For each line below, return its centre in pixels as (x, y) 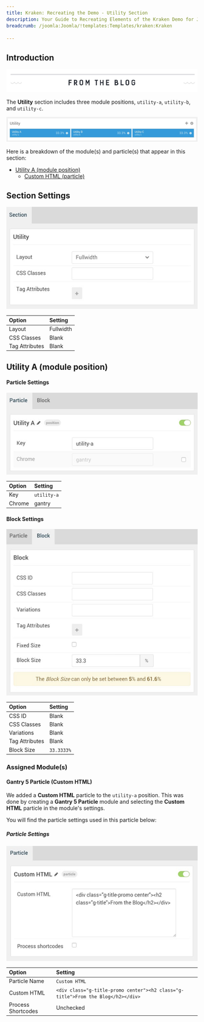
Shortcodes (23, 1011)
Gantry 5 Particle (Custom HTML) (49, 782)
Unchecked (70, 1008)
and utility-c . (25, 108)
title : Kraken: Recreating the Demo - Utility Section (77, 13)
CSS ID (18, 715)
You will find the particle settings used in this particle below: (81, 820)
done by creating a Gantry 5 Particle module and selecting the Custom (96, 802)
